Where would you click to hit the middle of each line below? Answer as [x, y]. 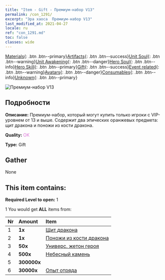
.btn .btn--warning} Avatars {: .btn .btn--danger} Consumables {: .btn [74, 72]
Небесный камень [68, 254]
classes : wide [20, 42]
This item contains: [36, 188]
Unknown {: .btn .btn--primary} [46, 77]
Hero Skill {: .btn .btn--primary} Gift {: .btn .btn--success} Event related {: [87, 67]
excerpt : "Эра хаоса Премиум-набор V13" [49, 19]
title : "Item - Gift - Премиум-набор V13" [50, 10]
